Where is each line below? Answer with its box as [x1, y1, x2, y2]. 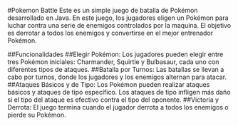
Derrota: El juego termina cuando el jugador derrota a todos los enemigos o [7, 103, 229, 111]
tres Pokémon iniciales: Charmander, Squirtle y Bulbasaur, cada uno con [7, 58, 219, 66]
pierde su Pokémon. [7, 110, 66, 119]
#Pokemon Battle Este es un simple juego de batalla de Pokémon [7, 6, 198, 14]
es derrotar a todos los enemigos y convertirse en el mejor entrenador [7, 28, 214, 37]
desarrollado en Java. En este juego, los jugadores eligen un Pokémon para [7, 14, 229, 22]
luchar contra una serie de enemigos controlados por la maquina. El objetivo [7, 21, 232, 29]
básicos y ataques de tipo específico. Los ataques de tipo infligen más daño [7, 88, 231, 96]
